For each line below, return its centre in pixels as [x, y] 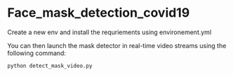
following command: [37, 53]
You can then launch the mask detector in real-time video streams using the [117, 45]
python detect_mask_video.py [50, 66]
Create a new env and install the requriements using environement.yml [109, 32]
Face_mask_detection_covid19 [99, 13]
